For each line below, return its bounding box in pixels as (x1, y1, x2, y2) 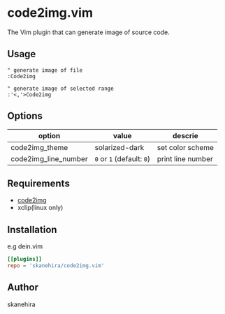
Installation (7, 223, 57, 235)
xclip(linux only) (17, 204, 64, 212)
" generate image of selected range (7, 85, 114, 92)
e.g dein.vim (7, 242, 43, 251)
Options (7, 110, 43, 122)
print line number (157, 154, 213, 163)
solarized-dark (94, 142, 145, 152)
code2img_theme (10, 142, 68, 152)
